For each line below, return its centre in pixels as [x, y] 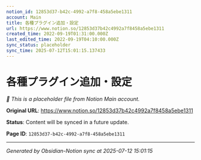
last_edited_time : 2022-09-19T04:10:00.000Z [63, 39]
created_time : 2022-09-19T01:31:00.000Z [57, 34]
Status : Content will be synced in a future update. [68, 122]
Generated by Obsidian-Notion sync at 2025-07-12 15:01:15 [80, 150]
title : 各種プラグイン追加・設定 [42, 23]
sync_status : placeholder [38, 45]
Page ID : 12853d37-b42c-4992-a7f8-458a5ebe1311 [66, 133]
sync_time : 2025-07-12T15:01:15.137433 [56, 51]
